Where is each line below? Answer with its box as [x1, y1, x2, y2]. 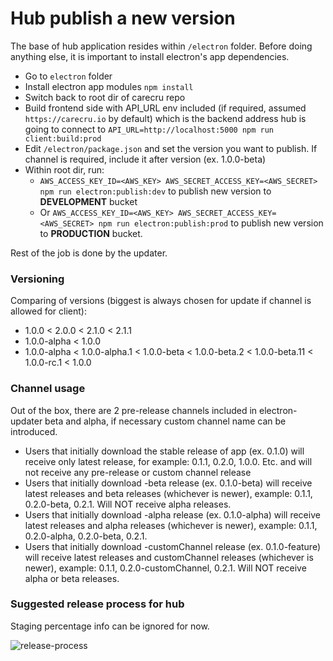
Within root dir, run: [24, 163, 105, 176]
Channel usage [10, 382, 86, 396]
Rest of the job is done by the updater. [10, 247, 168, 259]
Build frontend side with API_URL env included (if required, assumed [24, 102, 307, 114]
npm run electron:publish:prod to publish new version [98, 217, 324, 229]
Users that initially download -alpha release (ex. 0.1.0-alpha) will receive [24, 508, 321, 521]
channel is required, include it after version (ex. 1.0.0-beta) [24, 153, 267, 165]
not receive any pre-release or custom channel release [24, 466, 252, 478]
